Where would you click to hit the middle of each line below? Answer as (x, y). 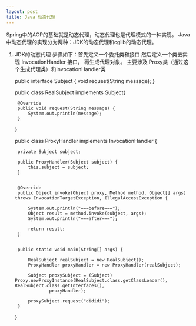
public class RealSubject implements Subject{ (70, 92)
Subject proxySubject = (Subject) (70, 275)
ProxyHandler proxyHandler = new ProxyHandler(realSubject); (104, 265)
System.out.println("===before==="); (74, 208)
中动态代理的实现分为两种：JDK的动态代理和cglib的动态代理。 (82, 42)
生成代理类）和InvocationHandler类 (63, 69)
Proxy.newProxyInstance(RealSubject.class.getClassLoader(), (91, 280)
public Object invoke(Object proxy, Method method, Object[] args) (102, 193)
